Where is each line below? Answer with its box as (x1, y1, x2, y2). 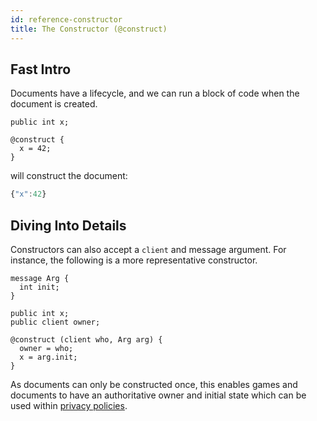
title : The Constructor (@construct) (10, 24, 168, 34)
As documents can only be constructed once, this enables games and (10, 379, 298, 390)
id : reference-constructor (10, 14, 123, 25)
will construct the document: (10, 170, 128, 182)
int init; (19, 282, 60, 292)
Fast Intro (10, 61, 72, 78)
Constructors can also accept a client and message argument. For (10, 244, 287, 255)
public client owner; (10, 317, 101, 327)
